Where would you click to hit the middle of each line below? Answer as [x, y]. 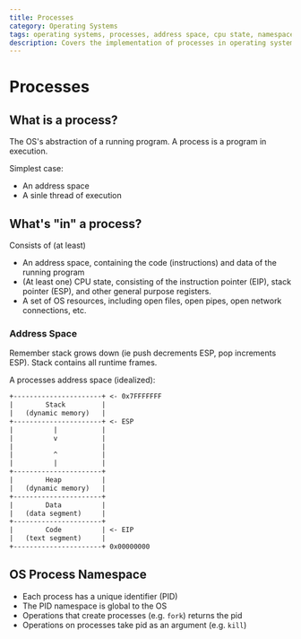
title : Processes [42, 18]
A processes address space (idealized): [82, 380]
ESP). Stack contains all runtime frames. [83, 363]
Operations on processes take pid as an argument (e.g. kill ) [134, 625]
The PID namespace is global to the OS [95, 606]
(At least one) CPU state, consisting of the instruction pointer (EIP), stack [157, 282]
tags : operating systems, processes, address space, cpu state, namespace [152, 34]
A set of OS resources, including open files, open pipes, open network [152, 301]
